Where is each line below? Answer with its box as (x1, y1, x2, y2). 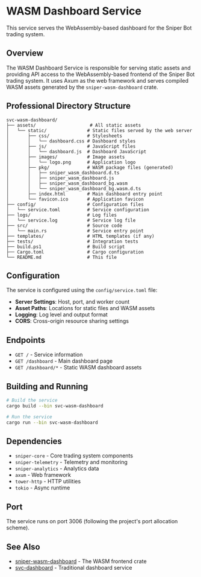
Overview (6, 48, 44, 59)
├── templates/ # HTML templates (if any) (6, 233, 155, 239)
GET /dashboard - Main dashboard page (14, 357, 113, 365)
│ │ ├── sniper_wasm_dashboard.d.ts (6, 170, 120, 176)
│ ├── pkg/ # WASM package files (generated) (6, 164, 173, 170)
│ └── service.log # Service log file (6, 217, 136, 223)
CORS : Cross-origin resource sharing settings (14, 317, 129, 325)
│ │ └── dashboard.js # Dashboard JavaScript (6, 148, 147, 155)
